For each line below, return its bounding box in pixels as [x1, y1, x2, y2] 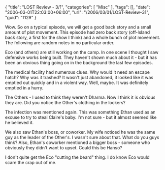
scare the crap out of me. [5, 160, 57, 165]
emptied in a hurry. [5, 85, 43, 90]
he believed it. [5, 120, 34, 125]
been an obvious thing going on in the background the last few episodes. [5, 60, 153, 65]
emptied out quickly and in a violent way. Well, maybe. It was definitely [5, 80, 149, 85]
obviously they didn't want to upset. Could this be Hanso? [5, 145, 122, 150]
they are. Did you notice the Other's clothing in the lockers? [5, 100, 126, 105]
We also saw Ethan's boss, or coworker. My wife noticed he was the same [5, 129, 156, 135]
